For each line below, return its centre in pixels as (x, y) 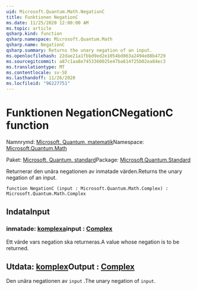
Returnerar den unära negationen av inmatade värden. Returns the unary (94, 171)
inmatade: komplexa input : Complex (59, 229)
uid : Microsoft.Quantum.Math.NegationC (55, 12)
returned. (18, 248)
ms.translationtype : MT (36, 67)
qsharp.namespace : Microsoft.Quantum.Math (59, 39)
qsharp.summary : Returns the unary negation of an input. (79, 51)
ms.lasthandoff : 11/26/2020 (41, 78)
